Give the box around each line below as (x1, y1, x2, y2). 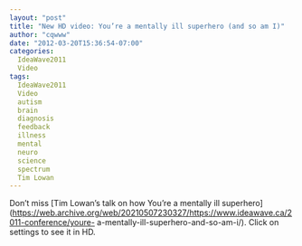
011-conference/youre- (9, 217, 95, 228)
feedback (17, 123, 51, 132)
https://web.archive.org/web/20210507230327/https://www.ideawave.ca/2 (12, 207, 292, 218)
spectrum (17, 165, 51, 174)
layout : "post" (9, 13, 67, 23)
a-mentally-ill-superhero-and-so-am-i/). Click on (96, 217, 279, 228)
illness (17, 131, 47, 140)
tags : (9, 72, 30, 81)
